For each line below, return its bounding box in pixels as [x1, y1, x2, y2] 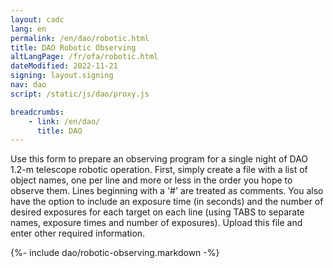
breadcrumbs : [10, 107, 65, 117]
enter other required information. [10, 227, 146, 240]
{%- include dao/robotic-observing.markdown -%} [10, 247, 220, 259]
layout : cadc [10, 14, 65, 25]
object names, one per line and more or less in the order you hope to [10, 174, 293, 186]
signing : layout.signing [10, 71, 114, 81]
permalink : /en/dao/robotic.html [10, 33, 150, 43]
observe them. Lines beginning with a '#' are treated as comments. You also [10, 185, 324, 197]
